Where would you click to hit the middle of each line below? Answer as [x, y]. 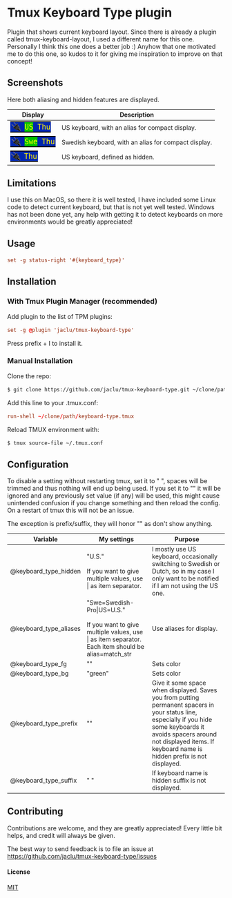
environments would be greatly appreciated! [70, 222]
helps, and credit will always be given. [61, 835]
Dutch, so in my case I [183, 572]
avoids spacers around [184, 734]
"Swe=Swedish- [110, 603]
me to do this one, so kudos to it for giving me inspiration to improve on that [115, 54]
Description [137, 115]
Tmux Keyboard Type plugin [90, 13]
